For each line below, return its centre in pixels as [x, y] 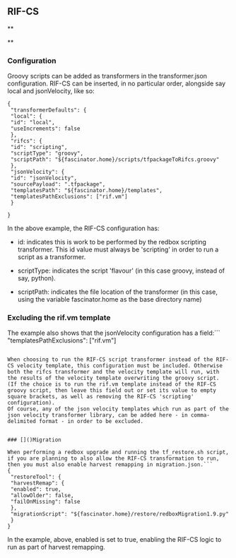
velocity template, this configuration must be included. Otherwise [119, 366]
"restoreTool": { [36, 477]
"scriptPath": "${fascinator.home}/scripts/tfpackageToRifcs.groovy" [115, 160]
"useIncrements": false [45, 129]
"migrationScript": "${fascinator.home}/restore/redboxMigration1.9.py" [120, 514]
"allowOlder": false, [42, 496]
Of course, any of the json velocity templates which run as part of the [118, 409]
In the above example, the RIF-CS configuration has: [83, 228]
